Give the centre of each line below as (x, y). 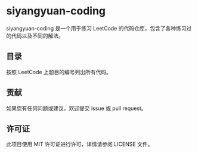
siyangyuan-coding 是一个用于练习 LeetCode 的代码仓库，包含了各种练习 (96, 28)
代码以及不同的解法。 (37, 36)
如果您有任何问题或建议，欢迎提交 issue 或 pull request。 (77, 108)
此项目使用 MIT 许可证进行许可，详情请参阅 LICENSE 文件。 (80, 144)
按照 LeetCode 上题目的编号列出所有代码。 (59, 72)
